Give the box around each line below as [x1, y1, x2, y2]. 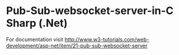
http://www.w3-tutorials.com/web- [64, 36, 150, 43]
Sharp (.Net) [6, 16, 68, 30]
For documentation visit [6, 36, 64, 43]
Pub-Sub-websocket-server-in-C [6, 4, 174, 18]
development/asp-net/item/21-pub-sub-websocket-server [6, 42, 148, 49]
